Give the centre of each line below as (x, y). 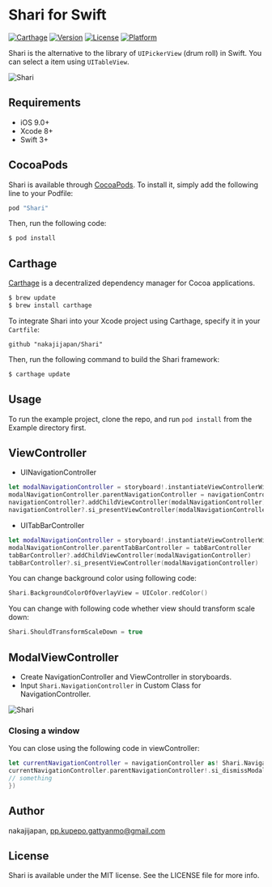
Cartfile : (24, 329)
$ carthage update (39, 374)
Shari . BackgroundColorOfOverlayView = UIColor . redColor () (108, 593)
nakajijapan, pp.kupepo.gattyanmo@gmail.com (87, 830)
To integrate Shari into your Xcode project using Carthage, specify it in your (134, 321)
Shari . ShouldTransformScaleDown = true (76, 632)
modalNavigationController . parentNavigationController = (106, 495)
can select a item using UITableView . (69, 62)
